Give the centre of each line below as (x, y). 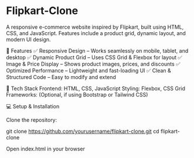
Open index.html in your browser (45, 149)
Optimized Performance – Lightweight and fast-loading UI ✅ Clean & (89, 70)
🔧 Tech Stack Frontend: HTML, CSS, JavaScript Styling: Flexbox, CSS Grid (96, 88)
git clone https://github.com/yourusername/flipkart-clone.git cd (83, 131)
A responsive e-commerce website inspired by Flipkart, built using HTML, (95, 27)
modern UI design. (28, 39)
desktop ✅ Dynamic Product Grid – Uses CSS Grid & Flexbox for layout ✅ (94, 57)
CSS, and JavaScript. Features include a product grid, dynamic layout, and (96, 33)
